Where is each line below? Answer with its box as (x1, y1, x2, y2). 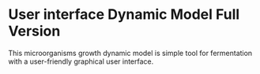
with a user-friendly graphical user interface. (8, 57, 154, 66)
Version (8, 22, 61, 40)
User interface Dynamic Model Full (8, 6, 240, 24)
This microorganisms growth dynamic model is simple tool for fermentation (8, 48, 253, 57)
